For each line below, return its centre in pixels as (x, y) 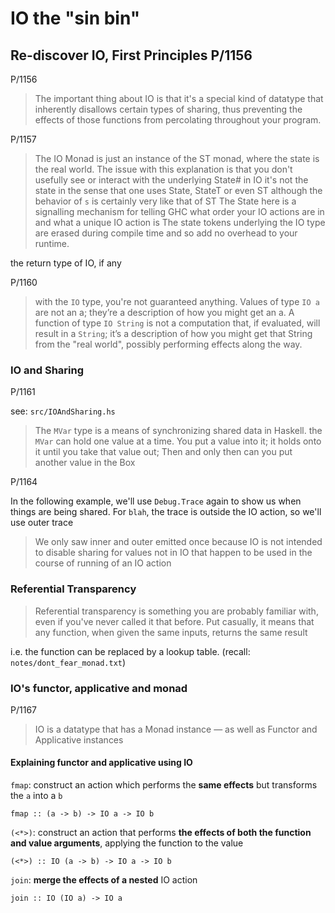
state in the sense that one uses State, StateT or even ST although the (178, 190)
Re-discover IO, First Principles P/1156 (131, 55)
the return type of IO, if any (66, 263)
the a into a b (36, 796)
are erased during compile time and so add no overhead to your (166, 233)
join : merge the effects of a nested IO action (104, 880)
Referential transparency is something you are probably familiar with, (176, 611)
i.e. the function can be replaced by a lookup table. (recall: (130, 651)
